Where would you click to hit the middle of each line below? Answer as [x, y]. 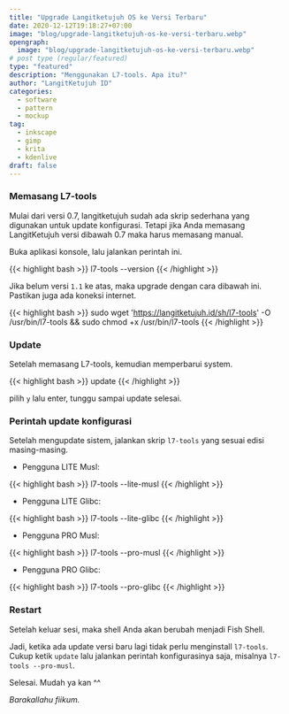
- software [37, 100]
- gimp [29, 141]
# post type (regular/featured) [68, 58]
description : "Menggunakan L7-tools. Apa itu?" [99, 75]
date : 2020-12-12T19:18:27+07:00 [71, 26]
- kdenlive [37, 157]
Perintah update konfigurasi [71, 421]
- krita [31, 149]
